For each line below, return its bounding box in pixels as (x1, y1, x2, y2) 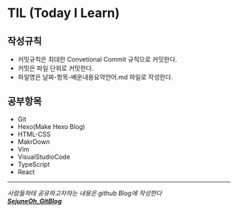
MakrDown (17, 137, 50, 146)
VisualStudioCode (17, 152, 71, 161)
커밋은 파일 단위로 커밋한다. (17, 64, 94, 72)
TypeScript (17, 160, 50, 168)
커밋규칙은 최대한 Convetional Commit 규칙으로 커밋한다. (17, 55, 178, 63)
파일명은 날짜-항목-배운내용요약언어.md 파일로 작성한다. (17, 73, 174, 81)
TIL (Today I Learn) (7, 5, 120, 21)
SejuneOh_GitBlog (7, 196, 62, 205)
